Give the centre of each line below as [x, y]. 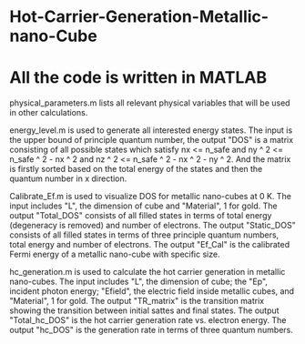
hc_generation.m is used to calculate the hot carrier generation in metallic [147, 272]
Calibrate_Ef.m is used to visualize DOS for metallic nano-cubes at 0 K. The [150, 197]
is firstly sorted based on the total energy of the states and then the [136, 169]
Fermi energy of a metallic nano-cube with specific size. [115, 254]
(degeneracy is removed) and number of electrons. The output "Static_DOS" [152, 226]
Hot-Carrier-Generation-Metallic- [139, 17]
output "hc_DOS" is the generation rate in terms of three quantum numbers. [152, 330]
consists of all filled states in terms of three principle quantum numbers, [144, 235]
